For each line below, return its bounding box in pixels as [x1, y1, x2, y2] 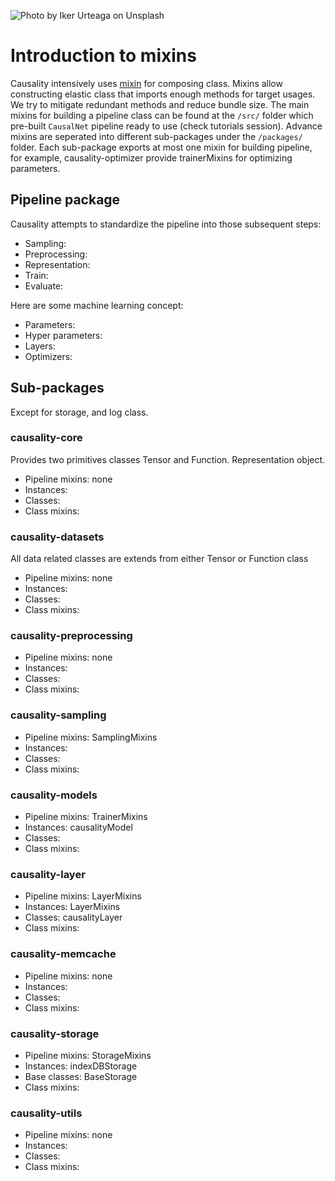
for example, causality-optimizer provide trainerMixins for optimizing [10, 151, 293, 164]
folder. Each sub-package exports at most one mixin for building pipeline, [10, 141, 313, 153]
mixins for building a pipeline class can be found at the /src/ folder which [10, 109, 314, 121]
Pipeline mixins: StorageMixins [24, 1049, 152, 1061]
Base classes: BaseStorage [24, 1070, 138, 1082]
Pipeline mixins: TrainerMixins [24, 811, 148, 823]
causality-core [10, 431, 83, 445]
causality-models [10, 788, 98, 802]
